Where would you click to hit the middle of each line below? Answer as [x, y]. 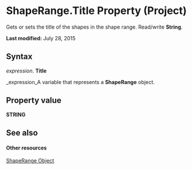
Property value [34, 100]
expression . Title [26, 71]
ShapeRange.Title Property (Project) [97, 11]
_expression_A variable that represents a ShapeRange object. [80, 82]
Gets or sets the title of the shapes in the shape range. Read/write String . [95, 27]
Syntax [19, 57]
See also [22, 133]
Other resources [26, 148]
